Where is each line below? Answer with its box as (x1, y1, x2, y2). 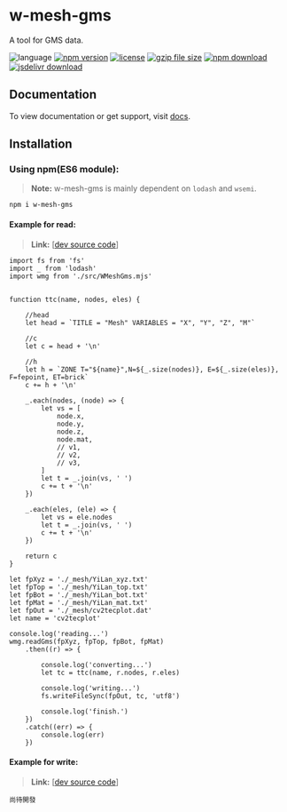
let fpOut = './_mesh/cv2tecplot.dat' (9, 606, 152, 615)
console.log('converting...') (41, 660, 152, 669)
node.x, (56, 411, 86, 420)
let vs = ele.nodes (41, 513, 113, 521)
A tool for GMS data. (9, 35, 84, 45)
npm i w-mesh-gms (9, 201, 74, 210)
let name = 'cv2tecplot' (9, 614, 101, 623)
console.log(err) (41, 730, 105, 739)
